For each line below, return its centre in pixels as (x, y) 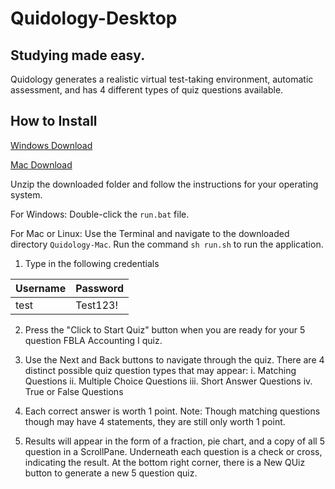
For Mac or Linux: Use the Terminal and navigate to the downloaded (150, 233)
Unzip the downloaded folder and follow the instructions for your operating (164, 184)
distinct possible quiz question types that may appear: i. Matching (160, 370)
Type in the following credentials (92, 263)
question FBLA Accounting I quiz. (93, 340)
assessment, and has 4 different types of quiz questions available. (147, 90)
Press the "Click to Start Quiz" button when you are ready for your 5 (165, 329)
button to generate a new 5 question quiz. (111, 473)
